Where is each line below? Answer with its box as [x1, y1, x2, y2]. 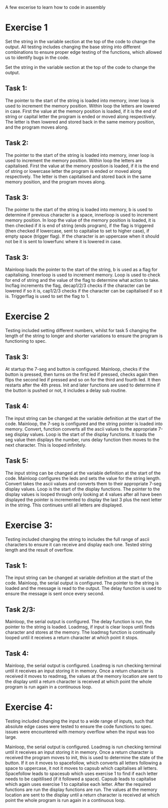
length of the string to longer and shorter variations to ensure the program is [5, 333, 163, 339]
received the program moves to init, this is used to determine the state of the [5, 754, 163, 760]
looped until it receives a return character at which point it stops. [5, 635, 139, 641]
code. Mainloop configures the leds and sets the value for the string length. [5, 475, 161, 481]
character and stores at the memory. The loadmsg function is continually [5, 629, 155, 635]
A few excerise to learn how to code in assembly [5, 5, 106, 10]
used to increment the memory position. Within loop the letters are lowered [5, 103, 160, 109]
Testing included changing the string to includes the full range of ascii [5, 536, 149, 542]
